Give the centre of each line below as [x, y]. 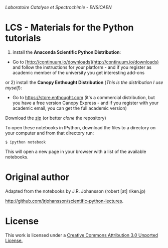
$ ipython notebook [26, 142]
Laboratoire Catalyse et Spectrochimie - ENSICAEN [58, 7]
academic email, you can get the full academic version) [69, 108]
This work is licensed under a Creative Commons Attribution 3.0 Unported [82, 235]
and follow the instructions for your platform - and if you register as [82, 67]
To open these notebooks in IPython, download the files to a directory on [80, 127]
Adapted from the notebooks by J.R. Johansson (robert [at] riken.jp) [75, 191]
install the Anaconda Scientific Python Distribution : [67, 52]
